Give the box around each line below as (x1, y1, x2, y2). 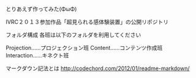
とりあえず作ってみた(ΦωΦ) (6, 5, 77, 12)
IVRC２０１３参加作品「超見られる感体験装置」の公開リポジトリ (6, 18, 169, 26)
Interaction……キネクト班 (6, 52, 69, 59)
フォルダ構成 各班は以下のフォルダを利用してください (6, 31, 141, 38)
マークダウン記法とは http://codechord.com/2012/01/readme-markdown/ (6, 65, 190, 72)
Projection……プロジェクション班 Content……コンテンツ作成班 (6, 44, 163, 51)
